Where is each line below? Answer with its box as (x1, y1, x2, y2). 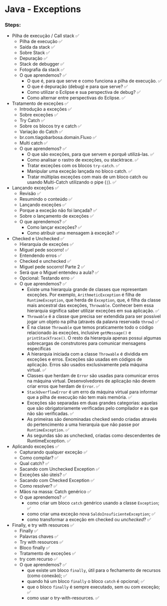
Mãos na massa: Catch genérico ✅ (19, 489, 91, 495)
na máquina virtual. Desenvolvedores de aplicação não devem (27, 378, 156, 384)
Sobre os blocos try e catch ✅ (19, 123, 82, 129)
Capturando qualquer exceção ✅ (19, 449, 88, 455)
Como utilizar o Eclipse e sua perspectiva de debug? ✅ (27, 89, 141, 95)
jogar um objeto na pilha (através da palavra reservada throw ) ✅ (27, 319, 159, 325)
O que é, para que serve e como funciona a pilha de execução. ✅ (27, 78, 162, 84)
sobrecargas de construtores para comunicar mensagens (27, 340, 146, 347)
